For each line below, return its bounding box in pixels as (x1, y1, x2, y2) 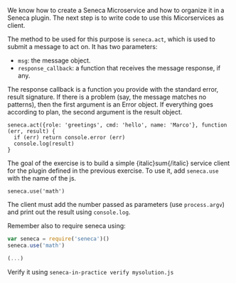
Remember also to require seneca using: (7, 222, 126, 230)
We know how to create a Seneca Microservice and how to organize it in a (7, 6, 225, 14)
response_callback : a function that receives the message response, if (17, 64, 221, 72)
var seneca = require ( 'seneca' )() (7, 235, 110, 242)
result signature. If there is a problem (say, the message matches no (7, 92, 207, 101)
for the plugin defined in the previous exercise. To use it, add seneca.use (7, 166, 219, 175)
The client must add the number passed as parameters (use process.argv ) (7, 201, 225, 208)
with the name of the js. (7, 174, 77, 182)
